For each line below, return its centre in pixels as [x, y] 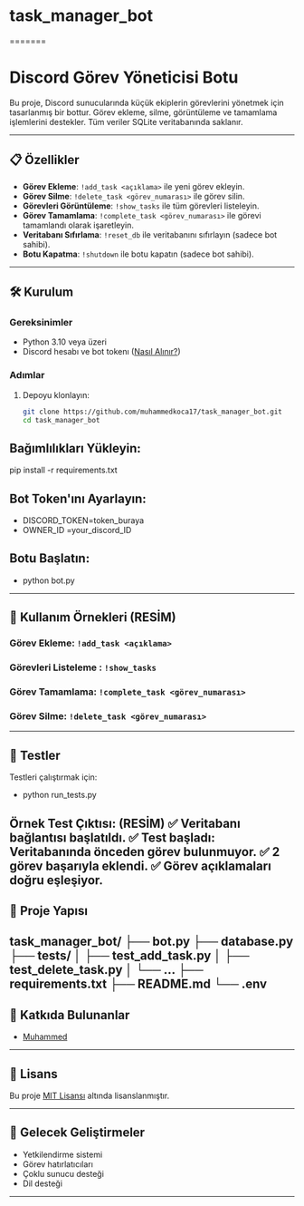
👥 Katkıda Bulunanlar [70, 1015]
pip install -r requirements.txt [63, 470]
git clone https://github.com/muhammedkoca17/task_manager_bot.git [152, 412]
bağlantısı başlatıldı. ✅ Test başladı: [112, 837]
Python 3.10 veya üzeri [64, 342]
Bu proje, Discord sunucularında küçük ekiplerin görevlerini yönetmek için [147, 102]
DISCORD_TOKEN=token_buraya [83, 520]
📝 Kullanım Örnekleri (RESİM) [93, 618]
